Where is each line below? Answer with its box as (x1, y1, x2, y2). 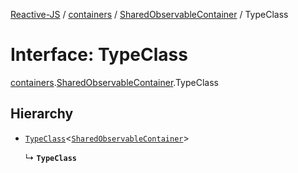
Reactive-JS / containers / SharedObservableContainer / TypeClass (10, 9, 289, 20)
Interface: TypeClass (10, 44, 188, 66)
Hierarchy (10, 105, 74, 123)
